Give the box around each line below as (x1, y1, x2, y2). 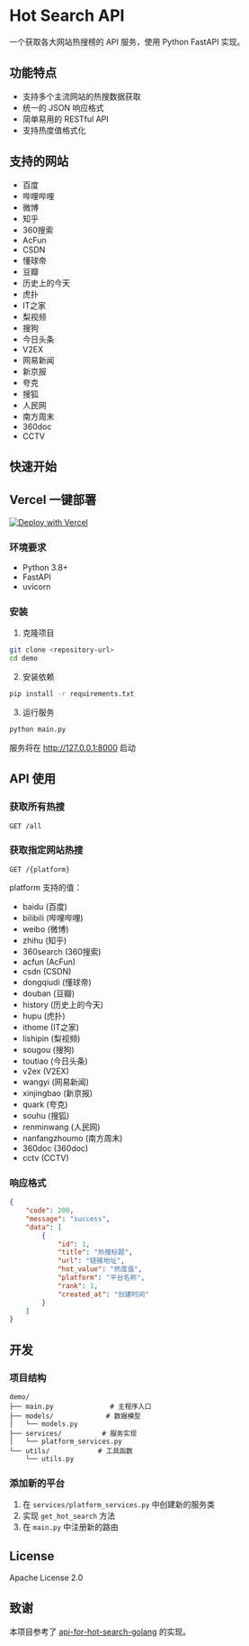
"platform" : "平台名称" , (57, 1273, 146, 1283)
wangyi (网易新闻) (22, 1076, 90, 1087)
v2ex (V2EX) (22, 1065, 70, 1076)
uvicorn (22, 581, 51, 592)
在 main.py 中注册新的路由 (22, 1522, 119, 1532)
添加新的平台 (9, 1477, 66, 1489)
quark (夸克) (22, 1099, 68, 1110)
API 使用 (9, 772, 57, 787)
